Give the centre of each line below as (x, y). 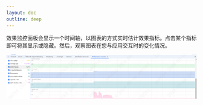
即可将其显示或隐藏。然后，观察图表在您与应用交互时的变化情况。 (88, 45)
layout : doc (21, 13)
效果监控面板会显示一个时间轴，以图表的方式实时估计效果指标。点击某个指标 (101, 38)
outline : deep (24, 19)
